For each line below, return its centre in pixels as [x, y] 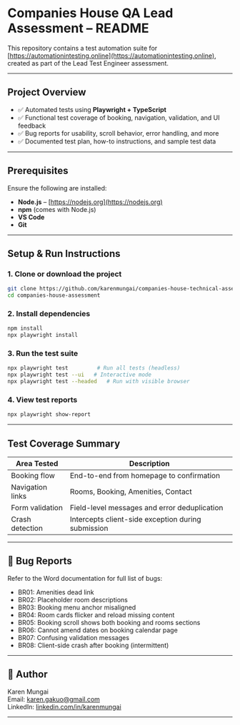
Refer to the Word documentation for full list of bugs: [85, 578]
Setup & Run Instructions [64, 254]
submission [89, 528]
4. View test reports [42, 400]
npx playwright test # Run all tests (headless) [94, 368]
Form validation [37, 507]
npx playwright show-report [49, 415]
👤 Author [27, 675]
